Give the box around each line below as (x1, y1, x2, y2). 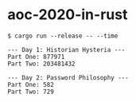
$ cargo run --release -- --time (7, 32, 119, 40)
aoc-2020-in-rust (7, 6, 128, 24)
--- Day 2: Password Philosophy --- (7, 73, 129, 81)
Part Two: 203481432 (7, 60, 76, 68)
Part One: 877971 (7, 53, 65, 61)
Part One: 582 (7, 80, 55, 88)
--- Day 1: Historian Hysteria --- (7, 45, 126, 53)
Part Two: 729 (7, 88, 55, 96)
